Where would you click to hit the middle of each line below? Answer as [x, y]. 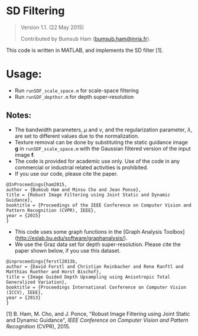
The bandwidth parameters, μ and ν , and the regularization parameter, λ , [103, 130]
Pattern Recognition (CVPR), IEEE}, [51, 210]
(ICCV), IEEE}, [25, 292]
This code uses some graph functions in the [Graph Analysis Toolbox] [100, 231]
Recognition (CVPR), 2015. [38, 326]
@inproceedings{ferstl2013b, [42, 261]
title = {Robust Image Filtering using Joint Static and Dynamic [88, 195]
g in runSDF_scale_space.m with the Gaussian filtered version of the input [103, 148]
